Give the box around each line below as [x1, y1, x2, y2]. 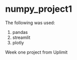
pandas [12, 29, 28, 35]
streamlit [12, 34, 31, 40]
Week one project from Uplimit [5, 49, 68, 55]
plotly [12, 39, 24, 45]
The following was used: [5, 20, 56, 26]
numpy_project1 [5, 3, 73, 15]
